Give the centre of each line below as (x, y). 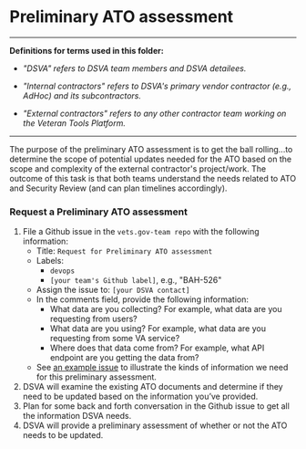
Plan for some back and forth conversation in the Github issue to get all (156, 406)
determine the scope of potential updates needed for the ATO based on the (151, 159)
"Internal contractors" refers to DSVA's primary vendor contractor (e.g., (157, 86)
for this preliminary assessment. (97, 377)
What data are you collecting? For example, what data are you (166, 309)
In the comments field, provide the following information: (142, 299)
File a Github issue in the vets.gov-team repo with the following (141, 232)
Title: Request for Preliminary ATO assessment (124, 251)
